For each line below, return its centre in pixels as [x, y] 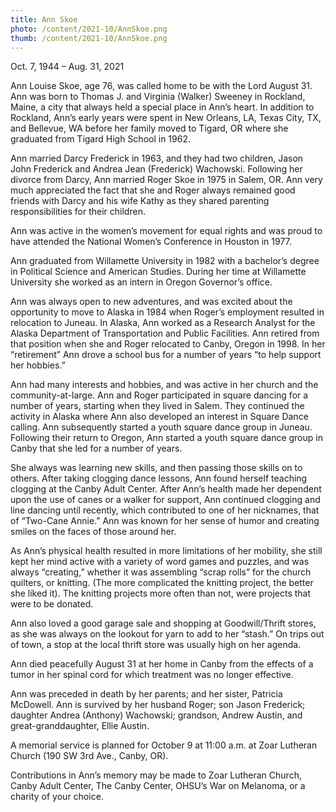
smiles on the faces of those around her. [93, 532]
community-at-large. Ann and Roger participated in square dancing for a [159, 395]
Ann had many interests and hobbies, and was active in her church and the [164, 385]
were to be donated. [52, 604]
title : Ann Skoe [44, 19]
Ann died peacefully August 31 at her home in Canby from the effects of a [162, 664]
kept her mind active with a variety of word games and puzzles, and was [160, 562]
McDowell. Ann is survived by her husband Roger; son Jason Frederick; [158, 705]
